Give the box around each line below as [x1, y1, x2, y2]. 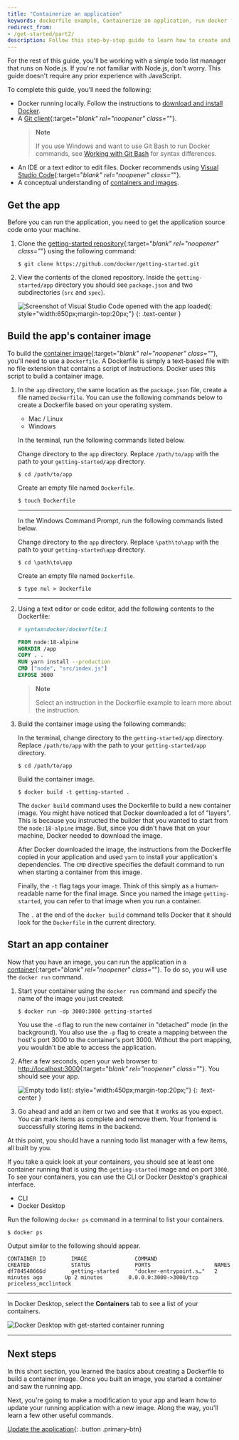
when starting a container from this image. [17, 868, 142, 876]
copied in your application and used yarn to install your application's [17, 852, 218, 861]
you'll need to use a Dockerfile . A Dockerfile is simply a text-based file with [7, 357, 230, 365]
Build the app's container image [7, 330, 152, 342]
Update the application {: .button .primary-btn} [7, 1424, 142, 1433]
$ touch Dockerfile [17, 497, 76, 504]
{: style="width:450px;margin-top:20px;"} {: [68, 1086, 198, 1094]
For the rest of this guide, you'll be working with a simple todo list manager [7, 56, 226, 65]
